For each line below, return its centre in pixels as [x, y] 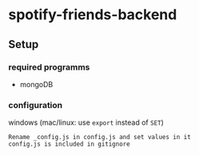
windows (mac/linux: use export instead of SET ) [86, 122]
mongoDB [36, 84]
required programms [49, 67]
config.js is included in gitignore [69, 144]
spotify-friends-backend [93, 15]
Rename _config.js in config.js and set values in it [100, 138]
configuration [36, 105]
